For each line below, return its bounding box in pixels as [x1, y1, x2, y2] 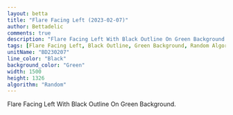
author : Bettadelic [7, 23, 64, 30]
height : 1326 [7, 74, 45, 82]
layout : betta [7, 10, 49, 17]
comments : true [7, 29, 51, 37]
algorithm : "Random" [7, 81, 67, 88]
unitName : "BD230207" [7, 49, 70, 56]
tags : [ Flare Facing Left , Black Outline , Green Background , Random [7, 42, 209, 49]
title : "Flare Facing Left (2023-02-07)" [7, 17, 129, 24]
